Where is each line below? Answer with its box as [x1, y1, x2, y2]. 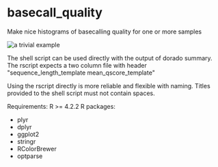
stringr [16, 137, 36, 145]
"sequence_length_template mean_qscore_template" [7, 68, 155, 77]
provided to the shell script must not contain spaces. [7, 89, 155, 97]
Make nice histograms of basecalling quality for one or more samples [7, 27, 202, 36]
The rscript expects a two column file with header [7, 61, 147, 69]
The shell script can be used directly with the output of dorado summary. [7, 53, 213, 62]
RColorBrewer [16, 144, 57, 153]
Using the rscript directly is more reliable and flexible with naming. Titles [7, 81, 210, 90]
